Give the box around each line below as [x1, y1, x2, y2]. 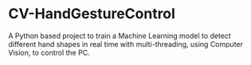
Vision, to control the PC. [8, 48, 90, 57]
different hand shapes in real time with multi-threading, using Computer [8, 39, 243, 48]
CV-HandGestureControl [8, 5, 175, 23]
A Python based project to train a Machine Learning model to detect [8, 31, 231, 40]
